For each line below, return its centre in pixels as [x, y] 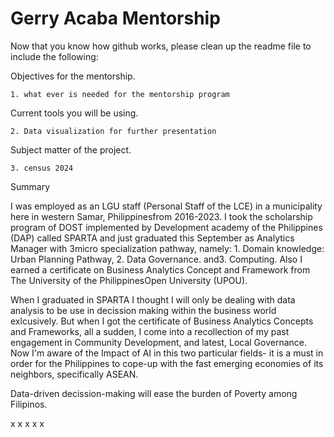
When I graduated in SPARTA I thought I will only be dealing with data [153, 299]
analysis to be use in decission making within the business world [143, 310]
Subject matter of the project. [71, 149]
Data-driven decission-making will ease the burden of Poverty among [154, 393]
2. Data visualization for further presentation [113, 131]
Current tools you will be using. [74, 113]
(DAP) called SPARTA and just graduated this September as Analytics [152, 238]
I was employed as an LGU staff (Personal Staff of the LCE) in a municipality [166, 206]
